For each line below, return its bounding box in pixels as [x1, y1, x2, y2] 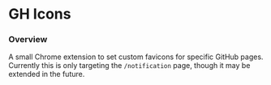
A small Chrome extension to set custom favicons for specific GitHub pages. [8, 52, 264, 62]
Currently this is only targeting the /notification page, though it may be [8, 61, 251, 70]
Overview [8, 34, 48, 45]
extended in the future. [8, 70, 85, 79]
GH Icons [8, 5, 71, 23]
